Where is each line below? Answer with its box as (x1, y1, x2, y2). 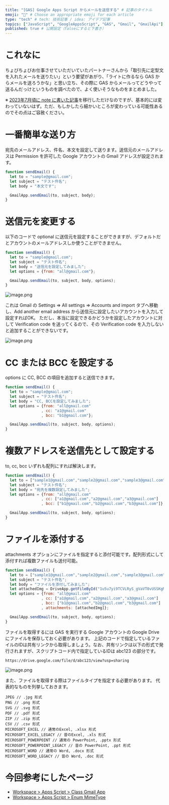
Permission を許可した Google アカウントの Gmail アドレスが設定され (15, 153, 159, 159)
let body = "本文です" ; (10, 183, 57, 188)
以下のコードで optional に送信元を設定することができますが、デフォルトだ (5, 233, 161, 240)
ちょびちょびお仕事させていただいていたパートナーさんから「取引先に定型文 (5, 67, 164, 73)
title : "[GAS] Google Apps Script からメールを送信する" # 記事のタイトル (5, 7, 152, 13)
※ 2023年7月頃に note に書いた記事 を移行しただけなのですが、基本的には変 (5, 97, 162, 103)
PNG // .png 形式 (5, 700, 40, 705)
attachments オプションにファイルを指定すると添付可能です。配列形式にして (5, 551, 164, 557)
